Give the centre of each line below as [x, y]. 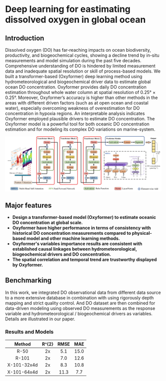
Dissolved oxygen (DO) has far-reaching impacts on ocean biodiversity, [78, 50]
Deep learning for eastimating [68, 9]
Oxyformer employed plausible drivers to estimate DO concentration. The [80, 119]
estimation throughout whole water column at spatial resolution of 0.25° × [81, 92]
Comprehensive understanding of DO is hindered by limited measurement [80, 66]
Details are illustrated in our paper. [40, 319]
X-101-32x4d [23, 365]
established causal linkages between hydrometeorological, [75, 249]
